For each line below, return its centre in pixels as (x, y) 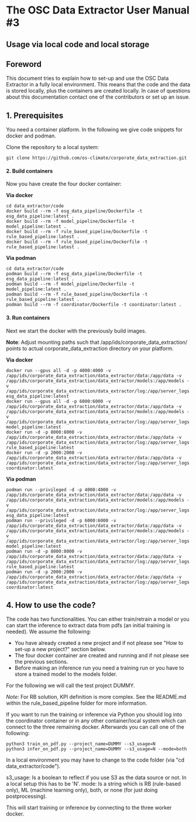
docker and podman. (31, 136)
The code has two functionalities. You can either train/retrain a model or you (98, 619)
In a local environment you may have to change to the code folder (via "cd (95, 760)
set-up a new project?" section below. (60, 650)
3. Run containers (28, 318)
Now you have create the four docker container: (64, 184)
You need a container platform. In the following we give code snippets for (94, 130)
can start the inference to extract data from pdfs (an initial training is (88, 625)
